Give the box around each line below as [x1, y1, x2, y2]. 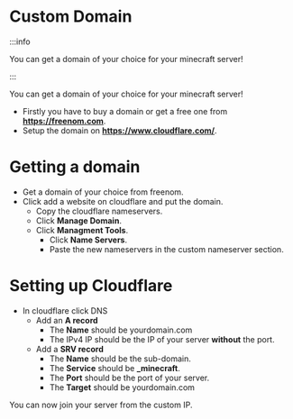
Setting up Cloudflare [9, 276, 173, 296]
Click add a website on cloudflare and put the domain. [22, 196, 224, 206]
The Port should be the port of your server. [49, 372, 210, 383]
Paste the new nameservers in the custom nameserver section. [49, 243, 284, 254]
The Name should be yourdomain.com [49, 324, 193, 335]
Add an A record [35, 314, 98, 325]
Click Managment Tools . [35, 224, 129, 235]
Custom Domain [9, 6, 133, 27]
